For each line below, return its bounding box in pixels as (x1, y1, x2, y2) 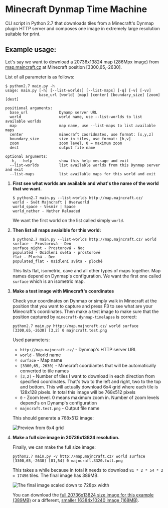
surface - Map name (20, 357, 63, 363)
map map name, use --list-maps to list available (10, 123, 156, 128)
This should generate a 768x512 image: (12, 415, 94, 421)
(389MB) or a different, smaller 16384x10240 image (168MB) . (12, 497, 139, 503)
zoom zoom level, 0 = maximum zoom (10, 141, 122, 146)
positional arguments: (5, 106, 53, 111)
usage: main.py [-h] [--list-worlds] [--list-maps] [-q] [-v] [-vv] (5, 88, 151, 93)
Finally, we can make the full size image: (12, 444, 96, 450)
